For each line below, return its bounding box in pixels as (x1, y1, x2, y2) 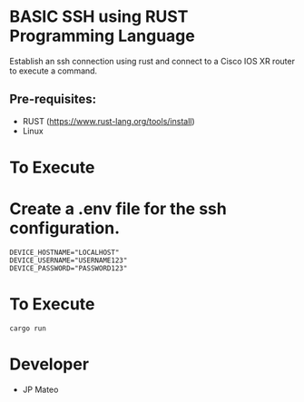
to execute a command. (9, 65, 98, 76)
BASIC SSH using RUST (9, 6, 189, 27)
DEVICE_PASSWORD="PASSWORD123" (9, 263, 128, 273)
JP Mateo (22, 384, 59, 395)
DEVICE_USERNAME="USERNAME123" (9, 256, 128, 265)
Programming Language (9, 25, 195, 46)
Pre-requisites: (9, 92, 97, 107)
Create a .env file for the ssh (9, 199, 227, 220)
